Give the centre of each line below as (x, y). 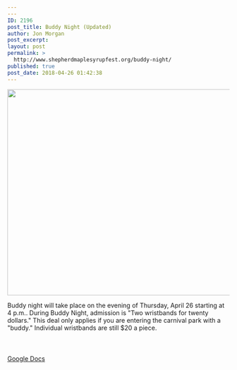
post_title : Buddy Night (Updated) (60, 27)
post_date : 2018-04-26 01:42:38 (55, 73)
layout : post (26, 47)
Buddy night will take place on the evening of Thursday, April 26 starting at (116, 305)
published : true (31, 66)
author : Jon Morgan (36, 33)
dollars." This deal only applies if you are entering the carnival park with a (114, 320)
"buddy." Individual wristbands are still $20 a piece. (82, 328)
